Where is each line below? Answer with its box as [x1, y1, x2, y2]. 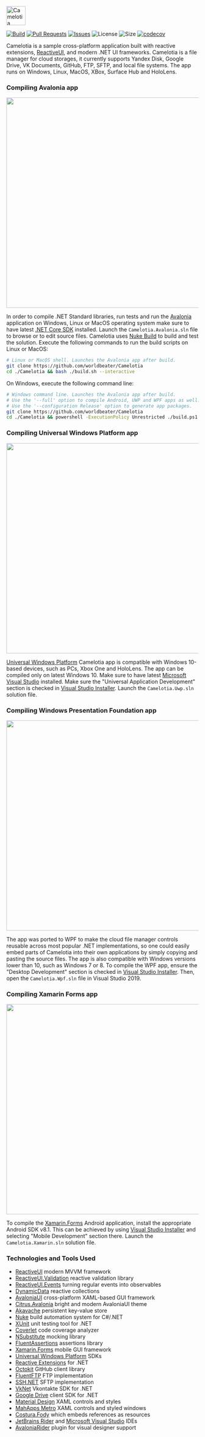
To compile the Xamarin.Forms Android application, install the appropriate [6, 1219, 192, 1227]
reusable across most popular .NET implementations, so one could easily [6, 942, 190, 949]
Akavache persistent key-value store [15, 1307, 108, 1315]
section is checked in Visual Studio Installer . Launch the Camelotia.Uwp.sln [6, 684, 194, 691]
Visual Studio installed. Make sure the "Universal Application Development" [6, 678, 196, 685]
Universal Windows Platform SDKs [15, 1353, 102, 1360]
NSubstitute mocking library [15, 1333, 86, 1340]
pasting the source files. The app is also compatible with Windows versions [6, 955, 196, 962]
